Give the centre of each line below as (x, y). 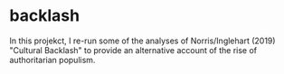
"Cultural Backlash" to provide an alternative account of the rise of (133, 50)
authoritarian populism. (52, 60)
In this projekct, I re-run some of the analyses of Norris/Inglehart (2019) (142, 41)
